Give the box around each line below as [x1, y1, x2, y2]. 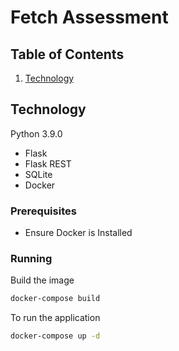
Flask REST [24, 157, 72, 170]
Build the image [10, 274, 75, 286]
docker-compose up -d [10, 331, 101, 341]
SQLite [24, 168, 53, 180]
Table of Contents [10, 46, 125, 63]
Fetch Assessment [10, 6, 169, 29]
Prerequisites [10, 204, 77, 218]
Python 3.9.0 [10, 127, 63, 140]
